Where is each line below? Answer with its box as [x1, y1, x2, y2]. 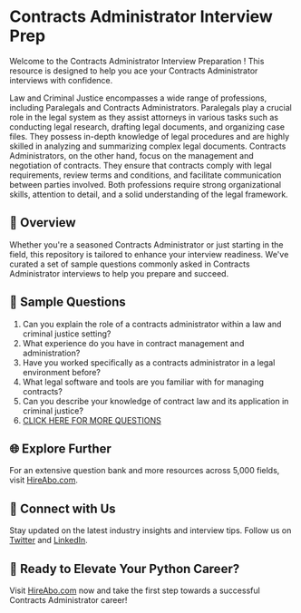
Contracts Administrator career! [9, 595, 128, 605]
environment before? [22, 366, 102, 377]
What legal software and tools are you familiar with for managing [22, 376, 265, 387]
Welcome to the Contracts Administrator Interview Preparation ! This [9, 55, 265, 66]
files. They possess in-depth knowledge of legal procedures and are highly [9, 131, 290, 141]
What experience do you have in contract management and [22, 337, 245, 348]
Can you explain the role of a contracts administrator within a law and [22, 318, 282, 329]
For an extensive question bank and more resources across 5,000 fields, [9, 465, 280, 476]
